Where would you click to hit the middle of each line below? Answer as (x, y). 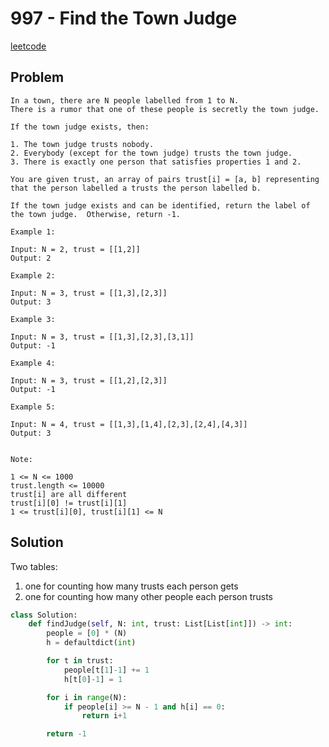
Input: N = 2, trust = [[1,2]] (75, 249)
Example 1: (33, 232)
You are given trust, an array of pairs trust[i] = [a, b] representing (165, 179)
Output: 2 (31, 258)
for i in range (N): (87, 697)
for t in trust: (80, 661)
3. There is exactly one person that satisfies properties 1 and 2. (156, 162)
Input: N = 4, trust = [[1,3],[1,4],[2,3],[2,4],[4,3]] (129, 424)
